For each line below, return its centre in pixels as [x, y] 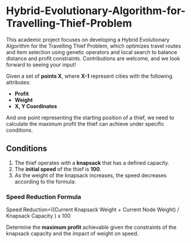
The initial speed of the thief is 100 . [58, 169]
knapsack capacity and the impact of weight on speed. [72, 234]
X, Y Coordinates [36, 106]
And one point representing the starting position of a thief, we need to [90, 117]
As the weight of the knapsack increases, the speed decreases [91, 175]
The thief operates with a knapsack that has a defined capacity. [92, 162]
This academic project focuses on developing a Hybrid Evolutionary [88, 39]
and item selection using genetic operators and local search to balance [92, 52]
